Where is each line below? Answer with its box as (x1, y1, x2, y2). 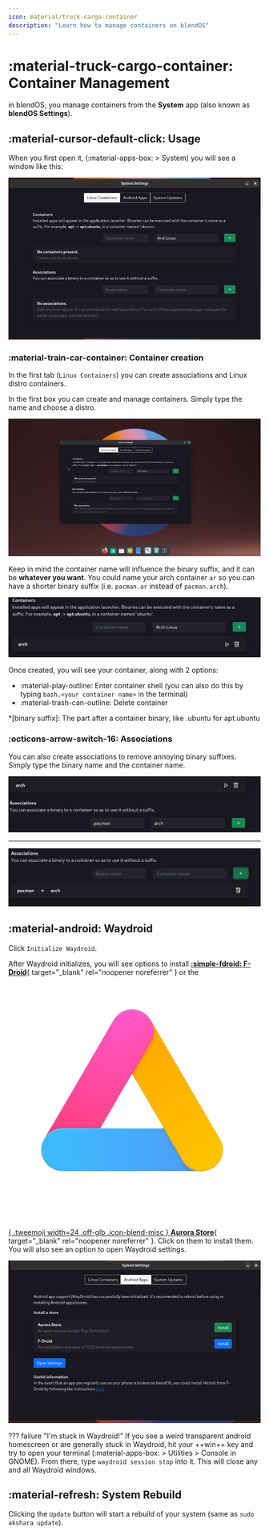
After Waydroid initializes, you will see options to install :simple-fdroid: (8, 959, 243, 968)
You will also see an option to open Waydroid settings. (8, 1244, 187, 1254)
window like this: (8, 162, 64, 171)
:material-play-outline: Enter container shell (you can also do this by (19, 681, 244, 691)
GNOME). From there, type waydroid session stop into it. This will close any (8, 1457, 259, 1466)
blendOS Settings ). (8, 109, 73, 118)
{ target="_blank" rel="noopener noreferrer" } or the (26, 967, 199, 976)
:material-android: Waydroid (8, 922, 154, 936)
